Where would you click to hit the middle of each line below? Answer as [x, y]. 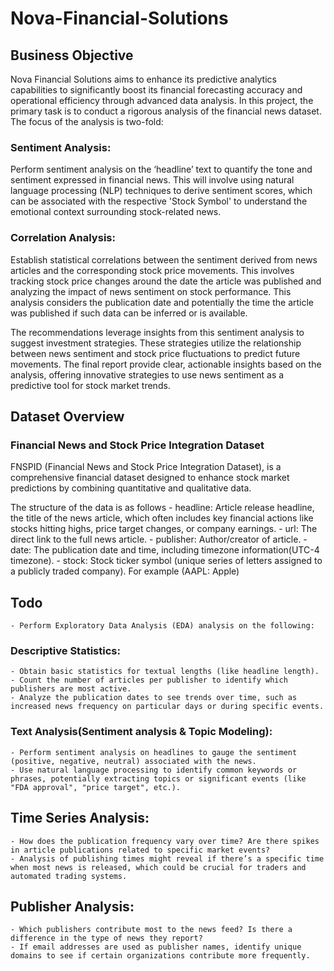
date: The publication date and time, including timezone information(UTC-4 [165, 550]
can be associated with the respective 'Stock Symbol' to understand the [159, 201]
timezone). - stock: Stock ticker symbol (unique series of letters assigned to [166, 561]
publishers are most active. [71, 689]
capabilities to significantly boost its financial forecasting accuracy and [156, 90]
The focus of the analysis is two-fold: [87, 121]
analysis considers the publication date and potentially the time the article [162, 302]
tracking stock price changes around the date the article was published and [166, 281]
